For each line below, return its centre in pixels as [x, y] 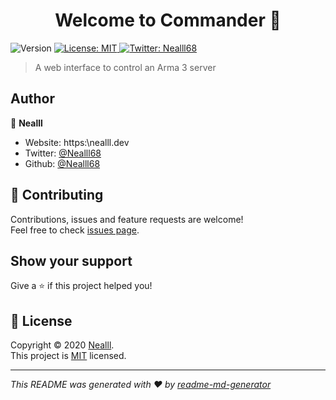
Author [32, 99]
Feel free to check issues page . [75, 230]
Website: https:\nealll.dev [77, 142]
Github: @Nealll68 [62, 163]
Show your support [71, 260]
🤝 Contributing [57, 195]
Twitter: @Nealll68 [63, 153]
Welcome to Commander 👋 [168, 20]
